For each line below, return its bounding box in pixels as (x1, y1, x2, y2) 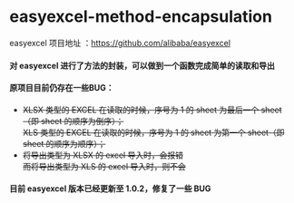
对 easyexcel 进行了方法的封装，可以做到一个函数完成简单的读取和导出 (9, 60, 275, 71)
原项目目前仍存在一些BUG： (9, 82, 115, 93)
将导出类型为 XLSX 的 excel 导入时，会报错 (22, 150, 184, 160)
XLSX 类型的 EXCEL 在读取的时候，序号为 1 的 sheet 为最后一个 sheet (22, 104, 283, 115)
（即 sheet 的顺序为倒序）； (22, 115, 124, 126)
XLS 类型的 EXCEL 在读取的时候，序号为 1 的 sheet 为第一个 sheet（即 (22, 127, 285, 138)
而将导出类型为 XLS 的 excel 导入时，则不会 (22, 160, 186, 171)
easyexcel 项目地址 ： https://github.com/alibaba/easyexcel (9, 37, 231, 48)
